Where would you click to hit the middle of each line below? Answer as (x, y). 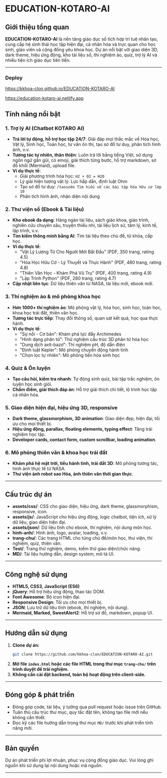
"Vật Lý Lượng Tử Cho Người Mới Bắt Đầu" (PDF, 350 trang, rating (87, 252)
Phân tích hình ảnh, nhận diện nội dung (60, 196)
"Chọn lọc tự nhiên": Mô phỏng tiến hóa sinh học (70, 355)
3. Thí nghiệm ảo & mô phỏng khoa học (53, 297)
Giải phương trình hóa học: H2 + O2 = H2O (62, 176)
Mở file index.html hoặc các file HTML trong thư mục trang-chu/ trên (84, 664)
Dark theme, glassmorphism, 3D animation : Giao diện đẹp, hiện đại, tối (86, 419)
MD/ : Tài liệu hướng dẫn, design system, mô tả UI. (63, 554)
